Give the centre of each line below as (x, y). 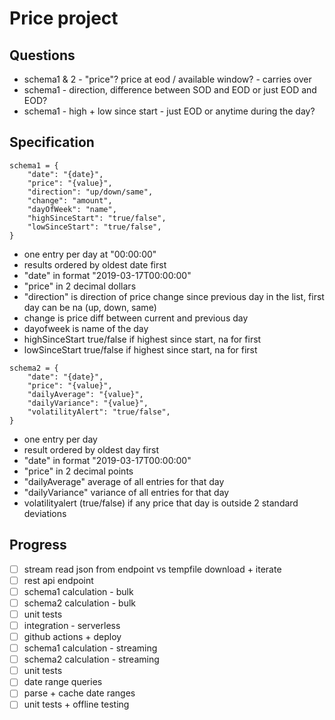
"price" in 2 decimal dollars (80, 286)
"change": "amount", (70, 200)
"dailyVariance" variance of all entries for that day (126, 492)
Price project (64, 18)
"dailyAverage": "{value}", (85, 394)
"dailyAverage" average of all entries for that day (124, 481)
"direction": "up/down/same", (90, 192)
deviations (45, 513)
